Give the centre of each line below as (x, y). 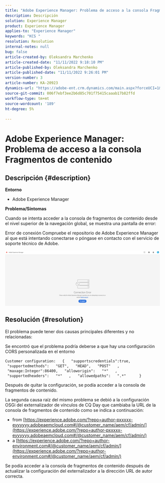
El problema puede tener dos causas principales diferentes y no (70, 331)
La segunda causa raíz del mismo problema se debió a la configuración (77, 399)
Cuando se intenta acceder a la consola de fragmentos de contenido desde (82, 218)
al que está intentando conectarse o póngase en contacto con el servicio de (82, 238)
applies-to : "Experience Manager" (41, 31)
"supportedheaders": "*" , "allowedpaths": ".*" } (74, 376)
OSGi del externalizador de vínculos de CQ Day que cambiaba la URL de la (81, 405)
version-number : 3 (24, 78)
